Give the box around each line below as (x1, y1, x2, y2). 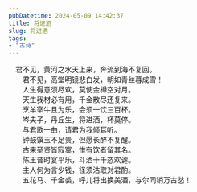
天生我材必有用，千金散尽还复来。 (22, 95, 135, 104)
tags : (8, 34, 27, 43)
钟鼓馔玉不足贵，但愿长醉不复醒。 (22, 135, 135, 145)
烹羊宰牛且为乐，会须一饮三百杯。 (22, 105, 135, 115)
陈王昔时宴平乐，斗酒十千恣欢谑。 (22, 155, 135, 165)
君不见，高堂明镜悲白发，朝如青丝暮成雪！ (22, 75, 163, 84)
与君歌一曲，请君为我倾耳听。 (22, 125, 121, 135)
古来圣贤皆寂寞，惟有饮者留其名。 (22, 145, 135, 155)
